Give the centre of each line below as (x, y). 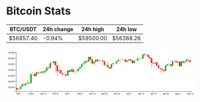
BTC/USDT (23, 29)
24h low (126, 29)
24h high (93, 29)
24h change (58, 29)
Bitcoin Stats (39, 11)
